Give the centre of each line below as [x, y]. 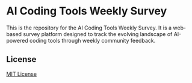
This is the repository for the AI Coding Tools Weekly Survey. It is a [89, 28]
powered [17, 40]
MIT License [22, 74]
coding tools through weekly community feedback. [92, 40]
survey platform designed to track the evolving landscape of [98, 34]
